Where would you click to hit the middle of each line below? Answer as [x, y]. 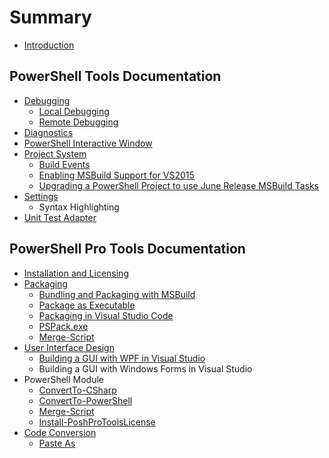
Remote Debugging [78, 122]
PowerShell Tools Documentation [115, 76]
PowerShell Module [64, 379]
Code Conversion [60, 432]
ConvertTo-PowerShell [85, 400]
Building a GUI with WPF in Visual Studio [122, 358]
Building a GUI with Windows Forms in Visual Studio [145, 368]
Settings [41, 196]
